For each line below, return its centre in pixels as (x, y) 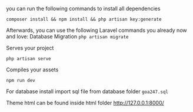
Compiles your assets (32, 70)
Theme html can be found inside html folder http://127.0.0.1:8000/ (85, 103)
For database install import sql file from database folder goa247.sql (87, 91)
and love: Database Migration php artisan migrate (67, 37)
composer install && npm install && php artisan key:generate (84, 19)
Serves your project (30, 48)
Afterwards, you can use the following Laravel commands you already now (96, 30)
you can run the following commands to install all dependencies (83, 9)
